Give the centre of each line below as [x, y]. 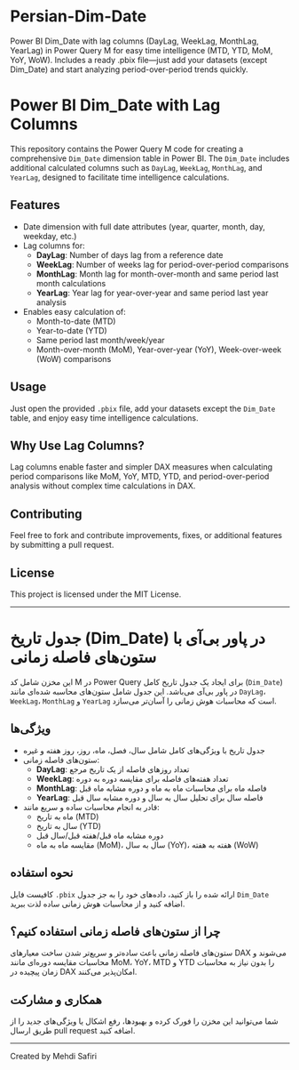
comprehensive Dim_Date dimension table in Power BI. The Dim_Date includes [150, 158]
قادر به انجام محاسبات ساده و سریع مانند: [91, 807]
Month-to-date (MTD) [76, 321]
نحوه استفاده [42, 873]
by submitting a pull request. [62, 545]
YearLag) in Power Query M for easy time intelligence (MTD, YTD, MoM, [142, 50]
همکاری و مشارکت [56, 999]
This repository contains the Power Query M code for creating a [127, 149]
